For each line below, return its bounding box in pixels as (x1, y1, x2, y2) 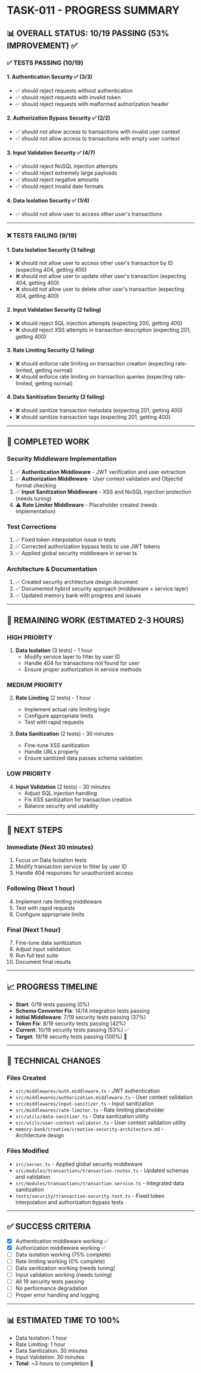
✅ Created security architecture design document (15, 579, 138, 586)
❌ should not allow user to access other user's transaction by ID (15, 260, 174, 267)
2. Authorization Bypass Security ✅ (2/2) (7, 114, 111, 121)
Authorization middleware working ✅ (15, 1244, 106, 1251)
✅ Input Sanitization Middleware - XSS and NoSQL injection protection (15, 488, 191, 495)
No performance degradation (15, 1284, 88, 1292)
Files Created (7, 1074, 47, 1082)
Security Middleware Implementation (7, 455, 117, 463)
